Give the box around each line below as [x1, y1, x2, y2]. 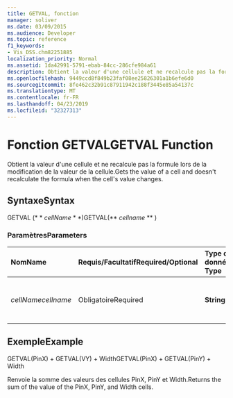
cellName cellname [10, 295, 71, 304]
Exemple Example [7, 336, 84, 348]
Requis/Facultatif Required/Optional [78, 257, 198, 267]
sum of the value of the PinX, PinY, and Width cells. [7, 383, 154, 391]
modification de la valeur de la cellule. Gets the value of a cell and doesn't [7, 167, 216, 176]
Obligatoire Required [78, 295, 144, 304]
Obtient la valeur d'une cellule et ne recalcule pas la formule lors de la [7, 160, 207, 168]
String [204, 295, 225, 304]
